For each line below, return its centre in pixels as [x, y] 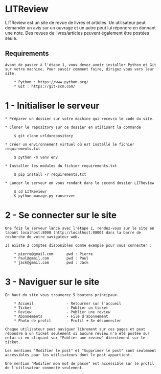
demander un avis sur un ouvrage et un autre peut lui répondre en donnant [80, 27]
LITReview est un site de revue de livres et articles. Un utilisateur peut [75, 23]
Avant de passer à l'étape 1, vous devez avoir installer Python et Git [81, 65]
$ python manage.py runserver [45, 196]
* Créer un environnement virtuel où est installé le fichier [70, 144]
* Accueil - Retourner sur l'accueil [68, 304]
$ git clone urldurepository [44, 136]
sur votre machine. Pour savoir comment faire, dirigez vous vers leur [80, 69]
